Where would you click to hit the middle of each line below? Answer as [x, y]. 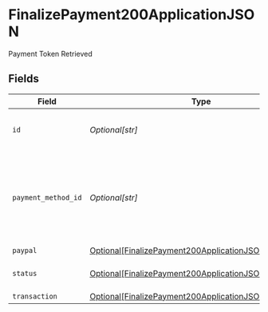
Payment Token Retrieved [51, 53]
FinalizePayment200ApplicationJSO [132, 15]
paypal [25, 250]
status [25, 273]
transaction [35, 296]
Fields [24, 79]
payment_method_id [47, 197]
